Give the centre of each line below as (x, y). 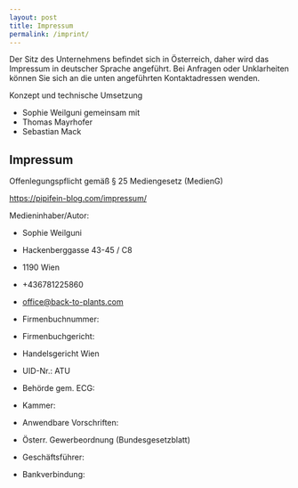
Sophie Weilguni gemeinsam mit (81, 113)
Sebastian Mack (52, 132)
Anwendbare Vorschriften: (70, 423)
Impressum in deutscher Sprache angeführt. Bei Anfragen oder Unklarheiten (149, 69)
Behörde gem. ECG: (58, 388)
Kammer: (39, 405)
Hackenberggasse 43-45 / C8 (77, 250)
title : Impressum (41, 26)
